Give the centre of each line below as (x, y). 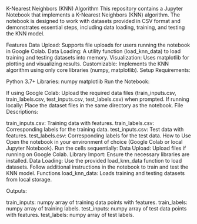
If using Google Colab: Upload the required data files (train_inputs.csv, (91, 93)
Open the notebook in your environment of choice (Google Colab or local (94, 142)
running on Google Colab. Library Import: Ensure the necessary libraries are (98, 154)
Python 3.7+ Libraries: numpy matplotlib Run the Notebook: (78, 81)
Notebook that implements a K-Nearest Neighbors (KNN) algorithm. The (93, 15)
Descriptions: (22, 112)
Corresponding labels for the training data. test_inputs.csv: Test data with (95, 129)
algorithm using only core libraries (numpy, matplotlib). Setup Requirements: (98, 70)
